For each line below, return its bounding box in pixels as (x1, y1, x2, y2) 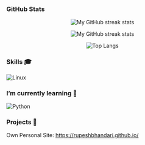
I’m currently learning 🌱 (6, 89, 77, 97)
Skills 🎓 (6, 58, 32, 66)
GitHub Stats (6, 5, 45, 13)
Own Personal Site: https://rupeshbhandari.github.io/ (6, 132, 139, 139)
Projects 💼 (6, 118, 38, 126)
